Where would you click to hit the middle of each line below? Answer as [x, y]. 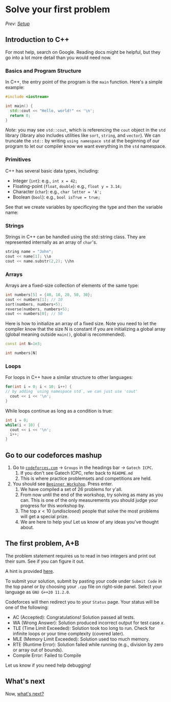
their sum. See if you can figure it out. [45, 561]
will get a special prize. [44, 517]
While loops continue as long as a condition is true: [59, 411]
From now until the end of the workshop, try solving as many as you [92, 495]
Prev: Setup [18, 24]
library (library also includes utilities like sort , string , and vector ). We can [83, 135]
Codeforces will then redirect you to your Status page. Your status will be [82, 602]
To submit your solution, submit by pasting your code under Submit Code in [84, 581]
